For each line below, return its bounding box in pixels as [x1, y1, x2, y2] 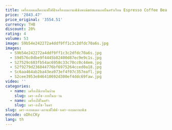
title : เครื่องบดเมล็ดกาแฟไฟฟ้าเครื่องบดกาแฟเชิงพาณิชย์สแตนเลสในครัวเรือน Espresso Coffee [5, 7, 158, 13]
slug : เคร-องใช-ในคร [14, 103, 53, 108]
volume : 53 [5, 36, 29, 41]
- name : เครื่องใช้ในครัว [10, 98, 50, 103]
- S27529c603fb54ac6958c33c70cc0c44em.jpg [10, 60, 102, 65]
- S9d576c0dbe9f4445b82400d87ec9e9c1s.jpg [10, 55, 102, 60]
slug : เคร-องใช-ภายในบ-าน [14, 93, 62, 98]
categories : [5, 83, 31, 89]
